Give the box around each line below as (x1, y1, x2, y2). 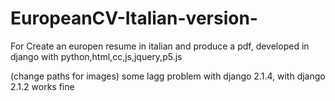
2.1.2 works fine (10, 80, 75, 92)
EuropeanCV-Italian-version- (10, 7, 258, 30)
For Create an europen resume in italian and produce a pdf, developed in (10, 40, 310, 52)
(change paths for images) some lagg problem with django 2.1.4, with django (10, 70, 326, 82)
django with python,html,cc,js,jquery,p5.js (10, 50, 183, 62)
